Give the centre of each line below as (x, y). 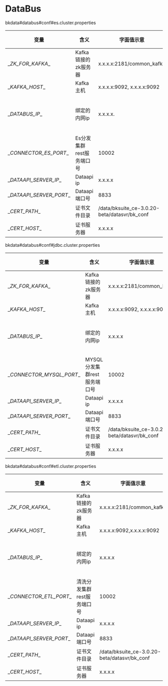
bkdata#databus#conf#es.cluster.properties (50, 23)
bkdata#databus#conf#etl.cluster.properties (51, 466)
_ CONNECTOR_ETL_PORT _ (40, 596)
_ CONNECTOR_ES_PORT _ (38, 153)
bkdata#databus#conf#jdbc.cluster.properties (52, 245)
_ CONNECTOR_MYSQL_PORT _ (44, 374)
